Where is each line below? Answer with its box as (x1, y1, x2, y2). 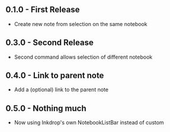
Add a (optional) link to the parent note (14, 86, 109, 94)
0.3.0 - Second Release (5, 38, 94, 48)
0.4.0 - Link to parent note (5, 70, 104, 81)
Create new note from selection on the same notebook (14, 20, 147, 27)
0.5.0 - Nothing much (5, 103, 86, 113)
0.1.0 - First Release (5, 5, 80, 15)
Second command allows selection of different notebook (14, 53, 153, 60)
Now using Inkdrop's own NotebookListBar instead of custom (14, 119, 164, 126)
